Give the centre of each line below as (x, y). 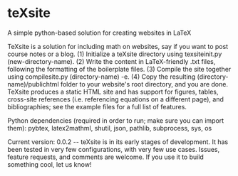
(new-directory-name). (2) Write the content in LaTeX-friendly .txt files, (112, 61)
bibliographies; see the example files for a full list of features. (97, 106)
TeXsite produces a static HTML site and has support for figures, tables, (113, 92)
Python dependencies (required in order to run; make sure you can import (116, 120)
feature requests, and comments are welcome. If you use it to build (106, 157)
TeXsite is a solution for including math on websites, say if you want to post (118, 46)
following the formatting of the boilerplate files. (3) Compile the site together (119, 69)
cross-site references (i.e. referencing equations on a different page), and (116, 99)
